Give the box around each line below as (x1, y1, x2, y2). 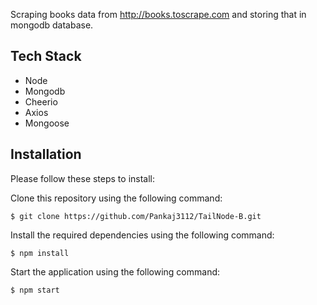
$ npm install (10, 248, 70, 258)
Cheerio (24, 95, 58, 108)
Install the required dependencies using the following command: (10, 229, 275, 241)
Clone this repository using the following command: (10, 192, 223, 204)
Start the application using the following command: (10, 265, 221, 278)
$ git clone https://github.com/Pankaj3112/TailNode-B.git (10, 211, 262, 221)
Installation (10, 146, 82, 163)
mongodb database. (10, 19, 94, 31)
